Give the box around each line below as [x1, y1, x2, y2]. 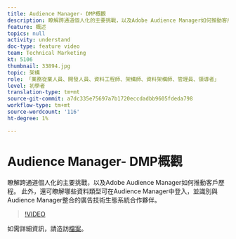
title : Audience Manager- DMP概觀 [7, 10, 107, 18]
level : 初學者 [7, 82, 46, 89]
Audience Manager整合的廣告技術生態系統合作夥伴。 [7, 195, 162, 204]
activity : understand [7, 37, 71, 44]
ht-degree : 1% [7, 115, 49, 122]
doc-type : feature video [7, 43, 80, 50]
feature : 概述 [7, 23, 47, 30]
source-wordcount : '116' [7, 108, 80, 115]
